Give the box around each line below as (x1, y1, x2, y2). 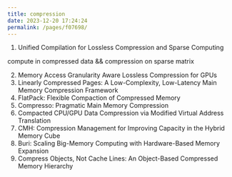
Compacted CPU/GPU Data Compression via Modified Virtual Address (17, 108, 224, 118)
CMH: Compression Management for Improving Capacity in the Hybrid (17, 124, 225, 133)
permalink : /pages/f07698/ (7, 24, 88, 31)
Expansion (17, 147, 49, 156)
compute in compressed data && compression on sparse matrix (7, 57, 195, 66)
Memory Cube (17, 131, 61, 140)
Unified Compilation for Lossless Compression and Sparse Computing (17, 44, 224, 52)
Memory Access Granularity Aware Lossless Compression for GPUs (17, 71, 218, 79)
